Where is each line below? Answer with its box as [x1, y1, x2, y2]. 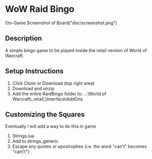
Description [5, 34, 42, 43]
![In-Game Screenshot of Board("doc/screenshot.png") [5, 20, 117, 26]
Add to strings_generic [12, 138, 59, 144]
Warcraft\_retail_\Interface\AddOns [12, 96, 83, 102]
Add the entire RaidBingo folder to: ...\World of [12, 91, 107, 97]
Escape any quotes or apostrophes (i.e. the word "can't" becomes [12, 144, 147, 150]
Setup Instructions [5, 67, 64, 75]
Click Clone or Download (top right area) [12, 80, 95, 86]
